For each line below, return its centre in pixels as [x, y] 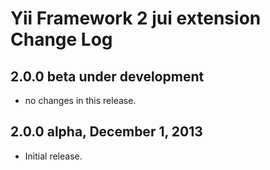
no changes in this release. [80, 100]
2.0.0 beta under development [107, 76]
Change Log [61, 39]
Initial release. [53, 156]
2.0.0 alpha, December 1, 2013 [106, 132]
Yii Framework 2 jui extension [136, 18]
